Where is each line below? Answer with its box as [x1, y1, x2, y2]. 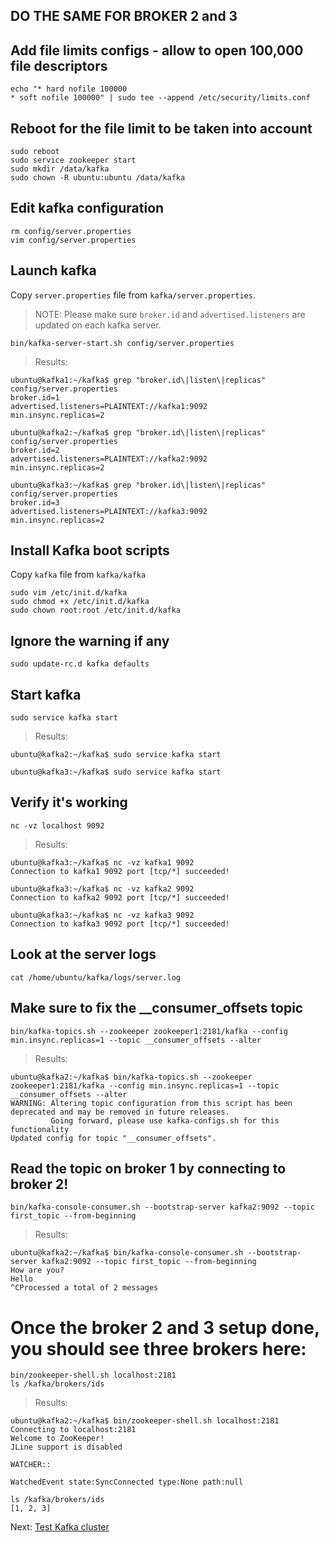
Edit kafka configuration [10, 200, 165, 217]
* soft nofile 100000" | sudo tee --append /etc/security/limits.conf [10, 93, 311, 103]
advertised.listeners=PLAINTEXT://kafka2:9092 [10, 454, 208, 464]
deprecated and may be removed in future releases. [10, 1107, 230, 1117]
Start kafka [10, 686, 82, 703]
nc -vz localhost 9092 [10, 820, 105, 831]
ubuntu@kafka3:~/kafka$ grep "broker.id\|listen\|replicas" [10, 480, 267, 490]
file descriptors [10, 57, 108, 74]
